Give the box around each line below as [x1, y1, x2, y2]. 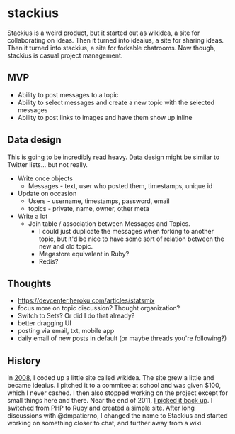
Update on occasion [17, 189, 77, 197]
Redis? [38, 257, 59, 266]
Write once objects [17, 174, 73, 183]
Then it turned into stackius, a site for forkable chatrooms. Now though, [7, 43, 216, 52]
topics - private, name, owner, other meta [28, 204, 150, 212]
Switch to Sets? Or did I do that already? [17, 311, 135, 320]
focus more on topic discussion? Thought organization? [17, 304, 180, 313]
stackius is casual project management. [7, 51, 123, 60]
